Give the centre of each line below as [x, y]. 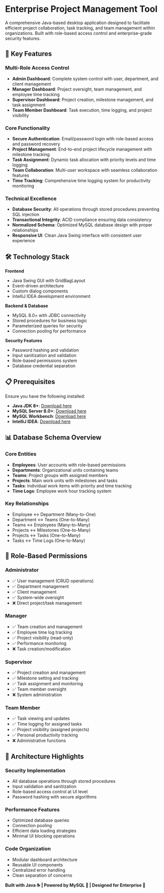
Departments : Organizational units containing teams [65, 470]
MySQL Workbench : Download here [49, 416]
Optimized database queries [41, 820]
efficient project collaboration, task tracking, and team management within [80, 28]
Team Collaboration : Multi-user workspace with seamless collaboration [85, 170]
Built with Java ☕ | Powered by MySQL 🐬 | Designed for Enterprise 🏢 [75, 885]
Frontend [15, 271]
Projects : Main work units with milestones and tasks [65, 480]
